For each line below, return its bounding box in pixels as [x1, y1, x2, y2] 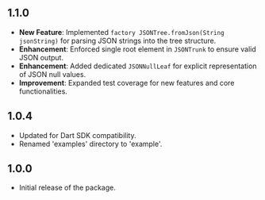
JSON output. [18, 52, 64, 62]
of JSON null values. [18, 69, 86, 79]
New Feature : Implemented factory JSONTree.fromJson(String [18, 27, 225, 37]
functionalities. [18, 87, 68, 96]
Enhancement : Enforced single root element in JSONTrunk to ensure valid [18, 44, 257, 54]
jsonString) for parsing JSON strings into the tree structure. [18, 36, 217, 45]
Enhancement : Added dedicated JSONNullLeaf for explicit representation [18, 61, 257, 71]
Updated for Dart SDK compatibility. [18, 130, 136, 140]
